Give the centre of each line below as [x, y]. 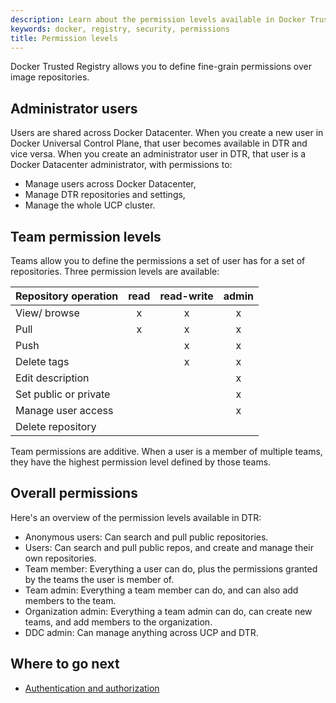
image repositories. [50, 77]
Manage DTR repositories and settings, [105, 195]
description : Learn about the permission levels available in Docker [158, 19]
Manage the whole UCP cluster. [90, 205]
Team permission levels [86, 236]
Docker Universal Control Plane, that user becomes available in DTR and [159, 143]
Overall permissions [74, 493]
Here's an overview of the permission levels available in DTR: [136, 517]
